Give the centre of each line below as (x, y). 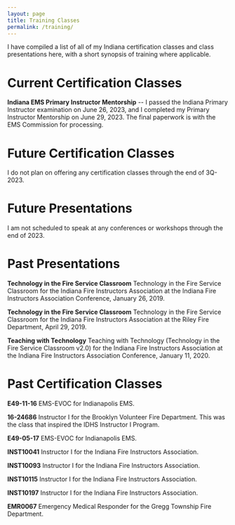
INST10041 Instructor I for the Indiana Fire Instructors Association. (103, 452)
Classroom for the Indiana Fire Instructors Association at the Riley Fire (108, 320)
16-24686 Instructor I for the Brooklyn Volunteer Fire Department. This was (116, 417)
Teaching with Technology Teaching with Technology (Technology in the (114, 341)
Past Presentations (64, 264)
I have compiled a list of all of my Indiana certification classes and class (110, 47)
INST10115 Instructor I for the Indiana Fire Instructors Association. (102, 479)
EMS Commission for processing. (55, 125)
